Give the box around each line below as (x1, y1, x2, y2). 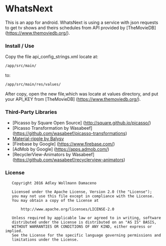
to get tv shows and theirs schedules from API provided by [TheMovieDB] (5, 24, 157, 30)
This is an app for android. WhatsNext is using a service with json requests (5, 19, 159, 25)
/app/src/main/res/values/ (5, 82, 61, 87)
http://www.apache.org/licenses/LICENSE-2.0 (20, 207, 114, 212)
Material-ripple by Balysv (12, 136, 64, 142)
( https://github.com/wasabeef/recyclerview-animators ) (12, 157, 126, 163)
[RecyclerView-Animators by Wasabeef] (12, 152, 94, 158)
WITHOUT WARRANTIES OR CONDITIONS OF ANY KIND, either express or (11, 224, 153, 229)
